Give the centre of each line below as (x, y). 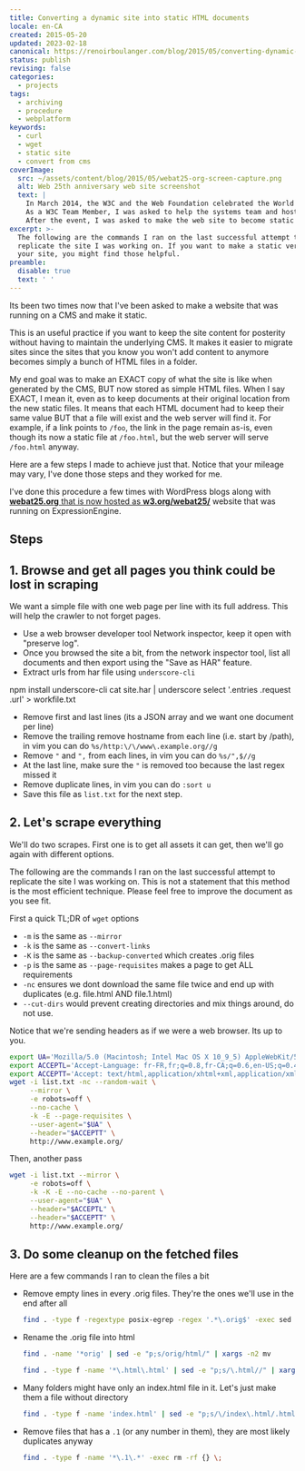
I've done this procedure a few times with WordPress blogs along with (140, 491)
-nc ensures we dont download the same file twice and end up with (148, 984)
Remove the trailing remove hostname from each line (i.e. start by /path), (158, 735)
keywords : (28, 128)
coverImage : (32, 170)
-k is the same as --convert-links (86, 945)
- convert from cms (54, 161)
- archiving (40, 102)
